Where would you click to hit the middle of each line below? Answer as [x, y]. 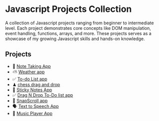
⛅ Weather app [28, 72]
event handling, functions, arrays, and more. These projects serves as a [79, 33]
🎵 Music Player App [32, 113]
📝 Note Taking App [31, 66]
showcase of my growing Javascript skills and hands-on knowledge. [75, 39]
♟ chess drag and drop [36, 84]
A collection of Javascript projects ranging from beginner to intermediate [79, 23]
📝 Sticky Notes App [32, 90]
